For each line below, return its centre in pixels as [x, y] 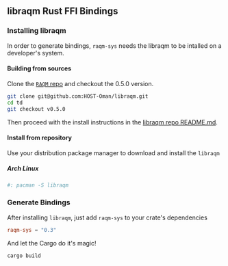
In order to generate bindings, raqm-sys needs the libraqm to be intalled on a [114, 45]
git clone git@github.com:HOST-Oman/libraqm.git [78, 96]
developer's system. [36, 53]
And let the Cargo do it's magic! [52, 243]
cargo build [24, 256]
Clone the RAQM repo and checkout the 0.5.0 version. [80, 83]
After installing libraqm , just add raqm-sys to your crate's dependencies [107, 217]
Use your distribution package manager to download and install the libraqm [114, 152]
